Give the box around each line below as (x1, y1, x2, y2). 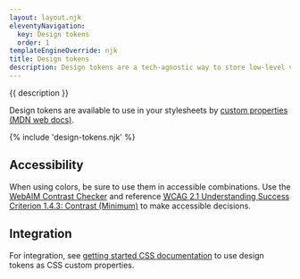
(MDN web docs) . (9, 114, 74, 125)
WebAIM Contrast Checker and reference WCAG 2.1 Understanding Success (9, 190, 290, 201)
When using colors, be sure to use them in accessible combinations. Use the (9, 181, 291, 192)
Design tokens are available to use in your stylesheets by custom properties (9, 105, 288, 115)
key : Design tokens (17, 30, 90, 38)
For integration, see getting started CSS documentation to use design (9, 249, 265, 260)
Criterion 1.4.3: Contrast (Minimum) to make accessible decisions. (9, 200, 252, 211)
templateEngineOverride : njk (9, 46, 118, 55)
